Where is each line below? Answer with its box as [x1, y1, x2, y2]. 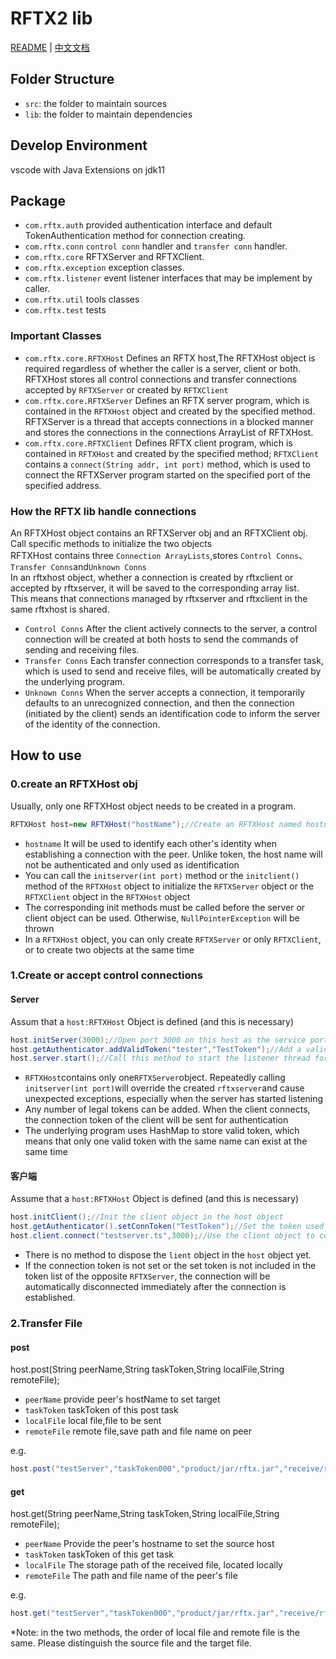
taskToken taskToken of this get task [24, 1548, 174, 1561]
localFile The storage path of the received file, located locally [24, 1559, 283, 1571]
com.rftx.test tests [24, 304, 107, 316]
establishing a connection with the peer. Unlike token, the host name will [24, 848, 323, 860]
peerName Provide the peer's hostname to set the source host [24, 1538, 275, 1550]
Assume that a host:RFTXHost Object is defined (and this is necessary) [10, 1193, 300, 1205]
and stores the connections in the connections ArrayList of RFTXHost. [24, 426, 314, 438]
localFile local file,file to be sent [24, 1415, 162, 1427]
